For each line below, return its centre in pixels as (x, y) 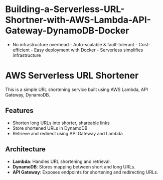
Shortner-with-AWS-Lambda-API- (78, 20)
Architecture (26, 149)
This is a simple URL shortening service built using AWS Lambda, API (77, 89)
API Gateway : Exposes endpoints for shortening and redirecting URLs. (85, 172)
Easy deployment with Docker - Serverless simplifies (89, 50)
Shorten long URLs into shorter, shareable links (61, 123)
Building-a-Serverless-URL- (65, 9)
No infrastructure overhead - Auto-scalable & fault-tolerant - (75, 44)
